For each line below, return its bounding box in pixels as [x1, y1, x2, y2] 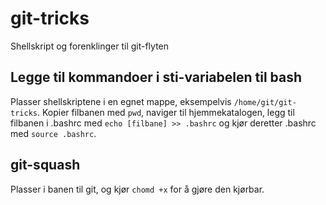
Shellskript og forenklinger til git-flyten [10, 40, 170, 52]
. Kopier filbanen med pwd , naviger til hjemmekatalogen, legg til [36, 106, 295, 118]
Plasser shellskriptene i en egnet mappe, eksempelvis [10, 95, 232, 107]
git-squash [10, 157, 81, 174]
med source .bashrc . [10, 127, 97, 139]
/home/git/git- [233, 97, 297, 107]
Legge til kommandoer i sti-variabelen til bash [10, 69, 303, 86]
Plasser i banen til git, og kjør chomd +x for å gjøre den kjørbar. [10, 183, 265, 195]
